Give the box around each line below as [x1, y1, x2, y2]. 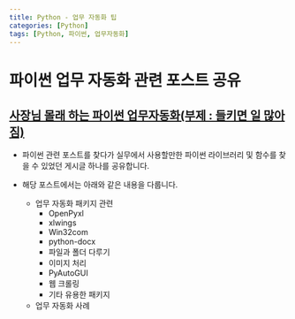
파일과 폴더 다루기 [48, 247, 110, 257]
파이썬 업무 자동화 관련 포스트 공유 [9, 70, 241, 90]
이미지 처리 [48, 258, 87, 269]
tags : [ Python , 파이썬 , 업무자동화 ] [9, 29, 130, 38]
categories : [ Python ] [9, 21, 89, 30]
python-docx [48, 236, 96, 247]
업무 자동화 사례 [34, 300, 90, 311]
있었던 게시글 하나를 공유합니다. [41, 161, 150, 171]
